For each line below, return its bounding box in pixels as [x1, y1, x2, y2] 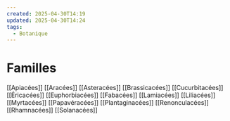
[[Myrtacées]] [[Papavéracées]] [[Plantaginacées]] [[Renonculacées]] [6, 98, 209, 107]
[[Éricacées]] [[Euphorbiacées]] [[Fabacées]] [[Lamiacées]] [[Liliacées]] [6, 91, 216, 99]
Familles [6, 60, 57, 76]
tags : [6, 23, 23, 30]
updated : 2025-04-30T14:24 [6, 17, 86, 24]
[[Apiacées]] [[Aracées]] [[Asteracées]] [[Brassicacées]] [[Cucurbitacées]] [6, 84, 224, 92]
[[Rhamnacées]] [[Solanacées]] [6, 106, 98, 115]
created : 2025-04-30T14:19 [6, 10, 86, 18]
